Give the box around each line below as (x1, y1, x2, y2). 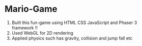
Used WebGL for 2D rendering (11, 30, 74, 36)
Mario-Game (4, 3, 57, 15)
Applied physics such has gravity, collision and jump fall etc (11, 35, 133, 41)
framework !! (11, 24, 38, 30)
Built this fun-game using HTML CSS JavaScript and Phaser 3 (11, 20, 137, 25)
